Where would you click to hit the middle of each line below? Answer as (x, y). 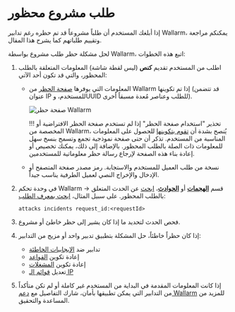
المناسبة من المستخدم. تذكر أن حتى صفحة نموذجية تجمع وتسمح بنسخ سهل (127, 138)
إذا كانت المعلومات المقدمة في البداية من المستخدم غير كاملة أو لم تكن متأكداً (120, 285)
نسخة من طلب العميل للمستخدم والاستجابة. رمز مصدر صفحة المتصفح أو (124, 167)
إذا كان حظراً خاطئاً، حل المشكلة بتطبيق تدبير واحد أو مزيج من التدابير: (109, 235)
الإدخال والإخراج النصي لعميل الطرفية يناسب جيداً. (94, 174)
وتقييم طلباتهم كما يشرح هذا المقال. (55, 40)
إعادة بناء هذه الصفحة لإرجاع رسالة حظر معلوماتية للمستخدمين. (112, 153)
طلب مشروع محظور (61, 13)
